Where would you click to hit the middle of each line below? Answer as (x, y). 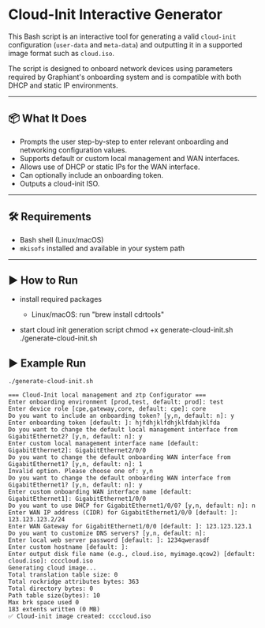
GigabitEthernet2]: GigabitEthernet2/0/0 (77, 451)
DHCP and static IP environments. (63, 85)
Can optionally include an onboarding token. (91, 175)
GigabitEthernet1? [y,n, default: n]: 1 (76, 464)
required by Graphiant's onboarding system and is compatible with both (125, 77)
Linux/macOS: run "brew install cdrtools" (97, 314)
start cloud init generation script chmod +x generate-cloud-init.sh (126, 330)
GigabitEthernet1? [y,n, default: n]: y (76, 485)
